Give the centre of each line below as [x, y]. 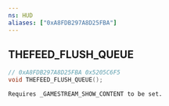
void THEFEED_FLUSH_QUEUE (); [56, 80]
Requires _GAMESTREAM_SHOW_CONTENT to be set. [85, 94]
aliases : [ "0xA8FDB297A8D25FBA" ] [63, 23]
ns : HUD [21, 15]
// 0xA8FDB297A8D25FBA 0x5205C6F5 [65, 73]
